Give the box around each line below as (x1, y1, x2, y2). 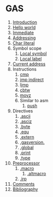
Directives (12, 108, 33, 113)
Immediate (12, 29, 34, 35)
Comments (12, 181, 35, 187)
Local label (19, 56, 42, 61)
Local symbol (19, 50, 47, 56)
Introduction (12, 19, 37, 25)
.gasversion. (19, 139, 45, 145)
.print (19, 149, 31, 155)
